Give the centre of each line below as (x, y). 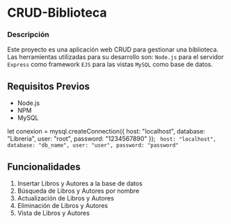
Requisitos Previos (49, 86)
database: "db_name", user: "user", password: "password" (93, 145)
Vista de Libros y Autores (54, 213)
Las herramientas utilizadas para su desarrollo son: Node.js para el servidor (115, 57)
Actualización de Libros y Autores (66, 198)
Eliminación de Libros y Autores (63, 206)
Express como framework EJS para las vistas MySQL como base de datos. (110, 65)
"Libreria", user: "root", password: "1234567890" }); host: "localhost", (112, 139)
